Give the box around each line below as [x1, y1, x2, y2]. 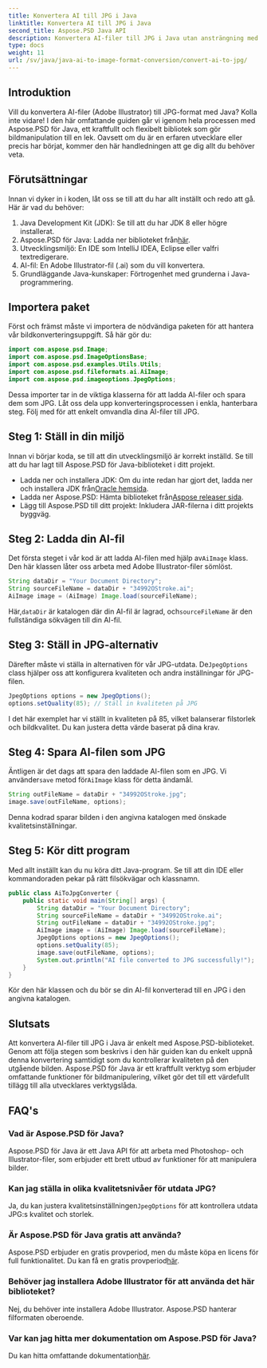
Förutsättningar [8, 173, 88, 186]
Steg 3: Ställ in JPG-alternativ [8, 638, 159, 652]
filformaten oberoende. [8, 1312, 84, 1322]
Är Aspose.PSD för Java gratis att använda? [8, 1230, 182, 1241]
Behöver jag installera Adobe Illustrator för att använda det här [8, 1276, 255, 1287]
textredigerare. [19, 252, 69, 261]
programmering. [19, 277, 73, 287]
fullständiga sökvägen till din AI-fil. [8, 614, 122, 624]
